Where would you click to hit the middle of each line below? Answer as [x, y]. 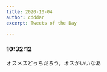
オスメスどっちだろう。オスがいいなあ [54, 63]
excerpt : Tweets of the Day [42, 23]
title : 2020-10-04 [29, 12]
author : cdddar [25, 17]
